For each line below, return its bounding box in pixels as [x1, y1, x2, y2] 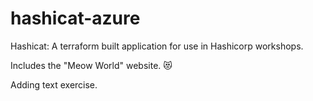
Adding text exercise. [10, 78, 98, 91]
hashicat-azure [10, 7, 141, 30]
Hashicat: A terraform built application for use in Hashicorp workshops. [10, 40, 304, 52]
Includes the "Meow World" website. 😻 [10, 59, 173, 71]
